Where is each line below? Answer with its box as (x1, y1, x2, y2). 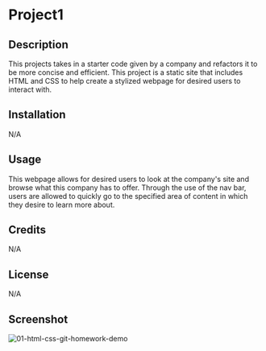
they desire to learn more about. (8, 200, 115, 209)
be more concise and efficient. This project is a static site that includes (8, 68, 243, 77)
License (8, 267, 49, 281)
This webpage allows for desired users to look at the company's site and (8, 174, 250, 184)
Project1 (8, 6, 64, 24)
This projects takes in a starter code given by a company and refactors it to (8, 59, 258, 68)
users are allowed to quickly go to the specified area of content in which (8, 191, 248, 200)
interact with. (8, 85, 52, 94)
